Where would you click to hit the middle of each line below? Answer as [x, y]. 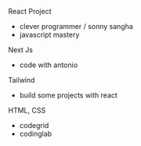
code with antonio [49, 65]
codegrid [34, 125]
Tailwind [22, 80]
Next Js [21, 50]
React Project [30, 11]
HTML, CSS [27, 110]
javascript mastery [49, 35]
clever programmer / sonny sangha [76, 26]
